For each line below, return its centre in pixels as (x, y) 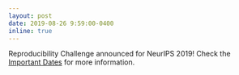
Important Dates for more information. (72, 62)
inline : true (30, 31)
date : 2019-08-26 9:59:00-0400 (61, 23)
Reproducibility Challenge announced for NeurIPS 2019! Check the (119, 54)
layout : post (30, 16)
